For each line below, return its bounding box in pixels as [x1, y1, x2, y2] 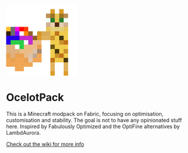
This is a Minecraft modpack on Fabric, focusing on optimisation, [6, 110, 164, 117]
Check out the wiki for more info [6, 141, 84, 148]
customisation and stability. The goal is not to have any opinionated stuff [6, 116, 182, 123]
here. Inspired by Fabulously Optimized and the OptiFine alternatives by [6, 123, 180, 130]
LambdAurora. [6, 129, 41, 136]
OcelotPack [6, 91, 64, 105]
